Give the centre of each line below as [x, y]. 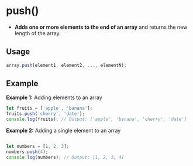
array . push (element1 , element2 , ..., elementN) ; [66, 65]
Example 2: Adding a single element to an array [63, 131]
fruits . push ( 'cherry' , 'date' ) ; [45, 114]
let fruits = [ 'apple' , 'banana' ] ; [49, 109]
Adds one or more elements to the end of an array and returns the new [101, 27]
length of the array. [38, 33]
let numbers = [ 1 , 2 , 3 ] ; [37, 147]
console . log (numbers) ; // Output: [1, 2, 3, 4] [65, 157]
